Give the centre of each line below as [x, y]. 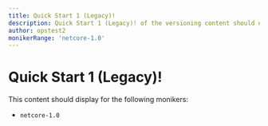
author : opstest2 [37, 30]
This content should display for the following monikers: [99, 100]
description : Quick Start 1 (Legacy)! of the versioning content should [132, 23]
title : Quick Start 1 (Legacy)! [62, 16]
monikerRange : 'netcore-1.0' [57, 38]
